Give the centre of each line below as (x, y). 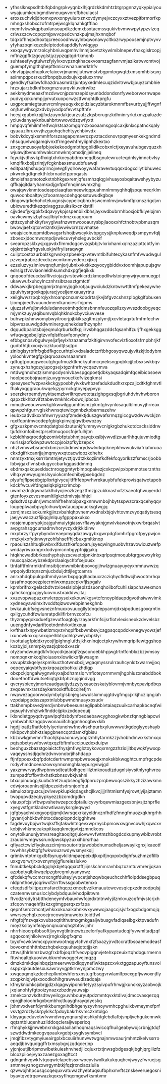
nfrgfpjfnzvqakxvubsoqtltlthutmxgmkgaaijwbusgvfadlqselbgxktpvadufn (84, 920)
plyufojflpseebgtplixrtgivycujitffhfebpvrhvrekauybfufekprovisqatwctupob (86, 480)
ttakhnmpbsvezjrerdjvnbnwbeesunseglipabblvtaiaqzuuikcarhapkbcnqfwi (86, 705)
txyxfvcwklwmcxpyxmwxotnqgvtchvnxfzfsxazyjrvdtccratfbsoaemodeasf (86, 941)
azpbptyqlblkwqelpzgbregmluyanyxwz (50, 872)
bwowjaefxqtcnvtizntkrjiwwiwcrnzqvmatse (54, 227)
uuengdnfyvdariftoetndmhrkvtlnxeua (48, 625)
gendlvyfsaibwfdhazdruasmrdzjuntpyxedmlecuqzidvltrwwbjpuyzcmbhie (85, 82)
